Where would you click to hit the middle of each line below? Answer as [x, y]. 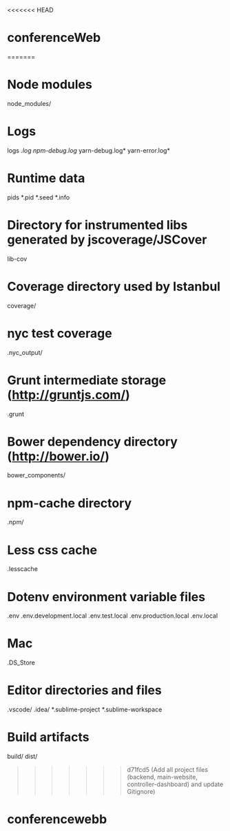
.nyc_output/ [25, 352]
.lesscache [22, 569]
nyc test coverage [60, 333]
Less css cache [52, 550]
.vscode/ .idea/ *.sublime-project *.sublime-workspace [85, 710]
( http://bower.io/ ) [59, 456]
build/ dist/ [22, 757]
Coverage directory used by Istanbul [114, 287]
